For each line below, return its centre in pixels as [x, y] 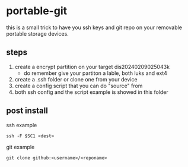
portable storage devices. [38, 33]
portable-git [36, 11]
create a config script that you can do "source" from [79, 86]
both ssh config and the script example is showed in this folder [92, 92]
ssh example [22, 125]
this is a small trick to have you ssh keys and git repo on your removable [94, 27]
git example [20, 147]
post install [27, 111]
